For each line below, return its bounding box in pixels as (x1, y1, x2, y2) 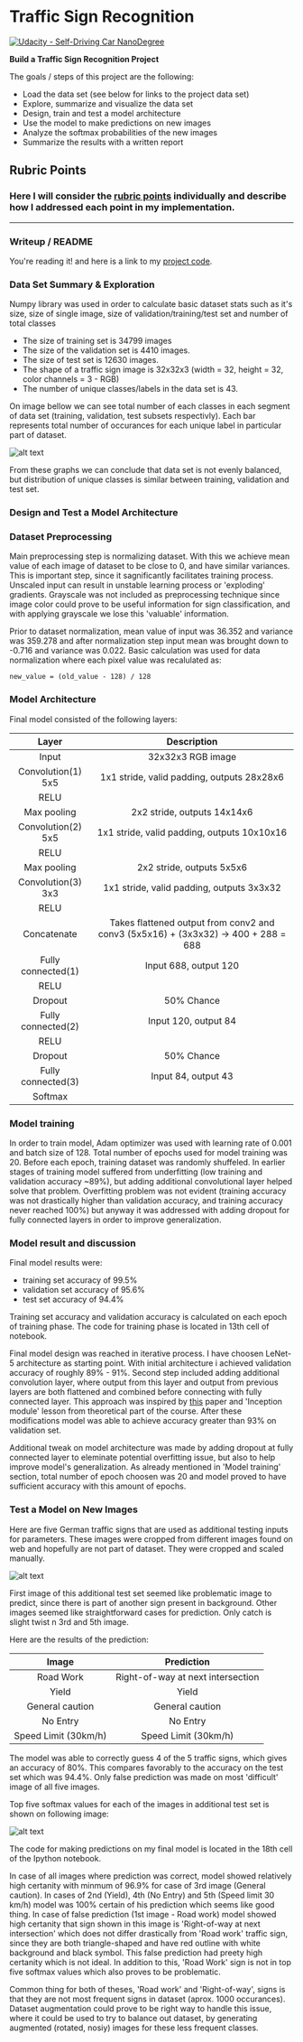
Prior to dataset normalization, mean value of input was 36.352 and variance (9, 626, 293, 637)
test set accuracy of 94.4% (22, 1294, 124, 1305)
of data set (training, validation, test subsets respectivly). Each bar (9, 411, 256, 422)
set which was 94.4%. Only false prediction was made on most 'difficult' (9, 1771, 279, 1782)
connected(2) (21, 1020, 79, 1033)
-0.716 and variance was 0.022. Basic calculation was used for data (9, 645, 261, 656)
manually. (9, 1553, 45, 1564)
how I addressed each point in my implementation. (9, 201, 235, 214)
